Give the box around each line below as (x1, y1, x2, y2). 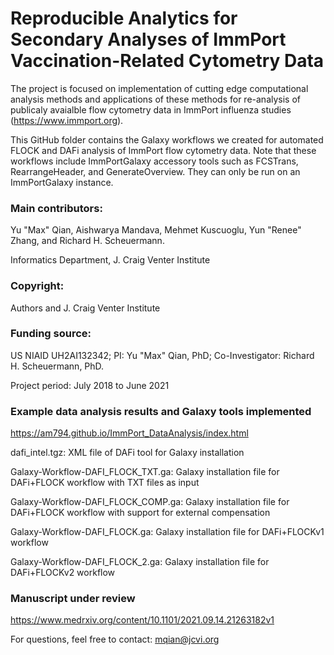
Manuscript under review (10, 592, 136, 606)
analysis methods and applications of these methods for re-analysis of (10, 93, 302, 105)
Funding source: (10, 327, 92, 341)
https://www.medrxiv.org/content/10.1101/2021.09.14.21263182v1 (10, 614, 275, 626)
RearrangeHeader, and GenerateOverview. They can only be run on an (10, 165, 301, 177)
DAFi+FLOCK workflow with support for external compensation (10, 507, 271, 519)
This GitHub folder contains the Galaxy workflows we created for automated (10, 133, 324, 146)
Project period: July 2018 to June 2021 (10, 379, 170, 391)
